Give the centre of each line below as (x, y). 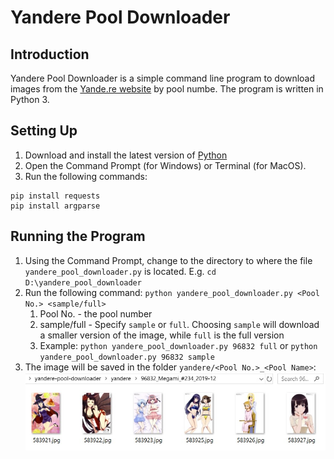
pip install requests (55, 196)
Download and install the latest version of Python (126, 155)
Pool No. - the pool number (96, 313)
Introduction (50, 54)
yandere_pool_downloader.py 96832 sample (127, 357)
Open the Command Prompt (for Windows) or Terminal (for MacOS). (165, 165)
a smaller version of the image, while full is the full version (162, 335)
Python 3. (30, 99)
